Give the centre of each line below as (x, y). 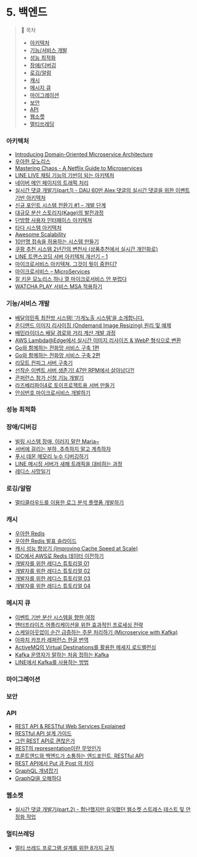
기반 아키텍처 (30, 198)
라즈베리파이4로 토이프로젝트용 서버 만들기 (65, 385)
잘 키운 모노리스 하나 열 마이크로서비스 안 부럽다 (71, 279)
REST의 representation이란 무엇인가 (58, 748)
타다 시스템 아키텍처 (38, 228)
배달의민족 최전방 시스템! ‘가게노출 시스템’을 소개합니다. (79, 317)
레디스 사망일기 (33, 471)
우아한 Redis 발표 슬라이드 (46, 541)
